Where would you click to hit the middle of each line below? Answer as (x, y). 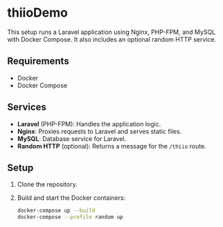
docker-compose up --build (56, 211)
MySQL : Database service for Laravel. (72, 138)
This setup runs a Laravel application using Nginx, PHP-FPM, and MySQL (111, 32)
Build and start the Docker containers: (71, 198)
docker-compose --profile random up (70, 217)
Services (27, 107)
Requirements (38, 61)
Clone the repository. (47, 185)
